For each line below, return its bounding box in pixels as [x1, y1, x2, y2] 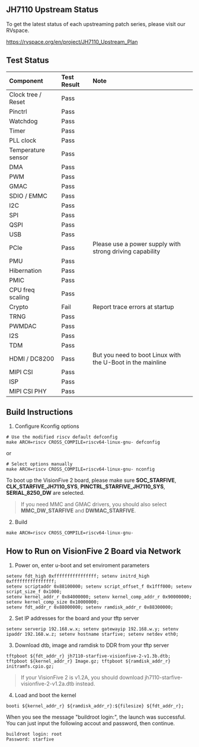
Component [9, 76, 43, 85]
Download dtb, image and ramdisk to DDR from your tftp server [14, 642, 169, 649]
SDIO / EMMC [9, 192, 47, 200]
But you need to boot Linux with [92, 350, 181, 359]
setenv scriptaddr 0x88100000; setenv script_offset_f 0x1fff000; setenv [6, 584, 192, 590]
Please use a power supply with [92, 240, 181, 248]
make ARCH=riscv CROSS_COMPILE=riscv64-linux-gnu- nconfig [6, 466, 155, 472]
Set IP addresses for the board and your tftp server [14, 615, 139, 622]
